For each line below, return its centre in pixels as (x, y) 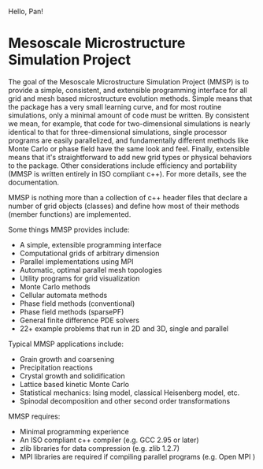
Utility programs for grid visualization (80, 278)
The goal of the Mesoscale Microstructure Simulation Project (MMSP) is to (129, 81)
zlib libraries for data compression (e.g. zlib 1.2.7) (99, 448)
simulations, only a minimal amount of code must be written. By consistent (129, 115)
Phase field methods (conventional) (77, 303)
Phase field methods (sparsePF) (72, 311)
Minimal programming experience (74, 431)
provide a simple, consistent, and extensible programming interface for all (128, 90)
